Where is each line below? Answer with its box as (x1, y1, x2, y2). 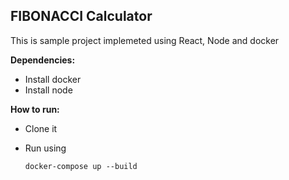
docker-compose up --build (24, 161, 138, 171)
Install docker (24, 73, 82, 85)
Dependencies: (10, 54, 76, 66)
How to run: (10, 103, 60, 115)
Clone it (24, 122, 58, 134)
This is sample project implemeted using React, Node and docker (10, 34, 280, 46)
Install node (24, 84, 73, 96)
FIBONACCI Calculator (10, 8, 153, 25)
